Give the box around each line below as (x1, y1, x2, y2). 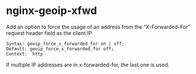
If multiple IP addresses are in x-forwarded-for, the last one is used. (6, 61, 170, 68)
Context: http (6, 51, 43, 57)
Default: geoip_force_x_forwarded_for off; (6, 45, 114, 52)
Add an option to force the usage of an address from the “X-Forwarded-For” (6, 23, 191, 30)
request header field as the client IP (6, 29, 92, 36)
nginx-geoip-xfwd (6, 4, 97, 17)
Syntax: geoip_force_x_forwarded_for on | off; (6, 41, 125, 47)
